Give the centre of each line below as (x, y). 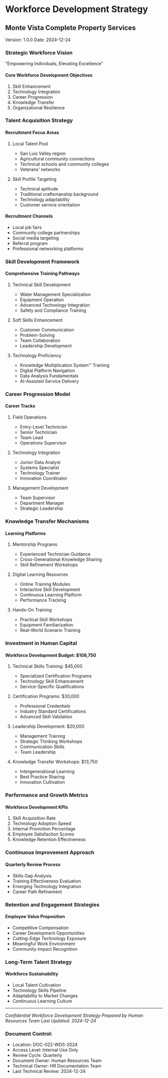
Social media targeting (35, 238)
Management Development (40, 488)
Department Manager (42, 503)
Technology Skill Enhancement (52, 681)
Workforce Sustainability (32, 974)
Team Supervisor (37, 498)
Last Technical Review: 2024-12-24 (49, 1071)
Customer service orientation (50, 204)
